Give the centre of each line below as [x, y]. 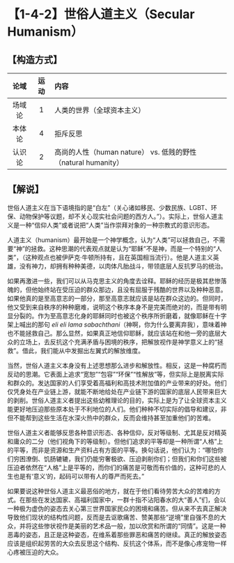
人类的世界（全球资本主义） [100, 110]
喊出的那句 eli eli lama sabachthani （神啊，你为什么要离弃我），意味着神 [123, 324]
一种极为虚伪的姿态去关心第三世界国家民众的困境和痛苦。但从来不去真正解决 [117, 508]
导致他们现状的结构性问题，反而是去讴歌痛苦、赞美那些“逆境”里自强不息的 [114, 517]
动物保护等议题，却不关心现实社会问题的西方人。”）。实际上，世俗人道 [118, 216]
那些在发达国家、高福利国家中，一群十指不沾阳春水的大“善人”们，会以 [126, 500]
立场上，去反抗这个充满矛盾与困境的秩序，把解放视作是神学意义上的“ [118, 342]
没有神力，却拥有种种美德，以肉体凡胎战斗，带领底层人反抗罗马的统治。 [123, 266]
